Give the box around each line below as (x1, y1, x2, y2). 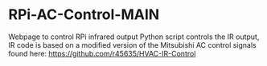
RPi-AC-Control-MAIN (8, 6, 160, 24)
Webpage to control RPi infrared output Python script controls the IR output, (8, 32, 260, 41)
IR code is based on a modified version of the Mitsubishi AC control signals (8, 40, 257, 49)
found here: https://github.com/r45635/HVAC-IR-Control (8, 49, 196, 58)
